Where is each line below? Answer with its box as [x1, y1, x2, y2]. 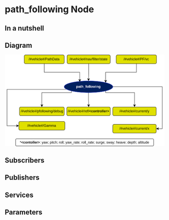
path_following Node [5, 4, 94, 15]
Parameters [5, 208, 43, 217]
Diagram [5, 41, 32, 49]
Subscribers [5, 156, 45, 165]
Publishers [5, 173, 40, 182]
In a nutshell [5, 24, 44, 33]
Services [5, 190, 34, 199]
